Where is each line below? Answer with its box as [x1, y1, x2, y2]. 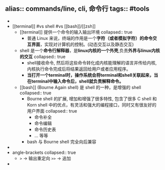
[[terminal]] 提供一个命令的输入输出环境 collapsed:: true [19, 29, 133, 35]
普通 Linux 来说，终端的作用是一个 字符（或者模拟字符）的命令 [27, 35, 153, 41]
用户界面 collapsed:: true [27, 108, 77, 114]
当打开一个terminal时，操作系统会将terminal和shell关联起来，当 [27, 72, 159, 78]
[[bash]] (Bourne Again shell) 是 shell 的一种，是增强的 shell [19, 84, 141, 90]
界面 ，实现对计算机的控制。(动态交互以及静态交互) [31, 41, 134, 47]
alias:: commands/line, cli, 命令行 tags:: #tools [5, 4, 150, 13]
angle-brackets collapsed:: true [12, 149, 76, 155]
